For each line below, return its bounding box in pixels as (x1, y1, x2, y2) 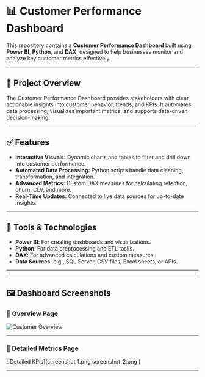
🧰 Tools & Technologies (6, 222, 97, 232)
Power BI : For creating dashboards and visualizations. (15, 238, 151, 246)
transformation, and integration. (15, 173, 95, 180)
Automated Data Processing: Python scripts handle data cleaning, (15, 166, 184, 174)
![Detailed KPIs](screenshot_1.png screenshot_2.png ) (6, 358, 141, 365)
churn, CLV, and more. (15, 186, 72, 193)
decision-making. (6, 114, 51, 121)
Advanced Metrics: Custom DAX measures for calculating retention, (15, 179, 188, 186)
